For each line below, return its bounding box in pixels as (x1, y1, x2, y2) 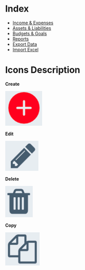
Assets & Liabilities (12, 25, 51, 31)
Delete (5, 176, 19, 182)
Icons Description (5, 64, 80, 76)
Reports (12, 36, 29, 42)
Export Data (12, 41, 37, 47)
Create (5, 81, 20, 87)
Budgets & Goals (12, 30, 47, 36)
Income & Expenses (12, 20, 53, 26)
